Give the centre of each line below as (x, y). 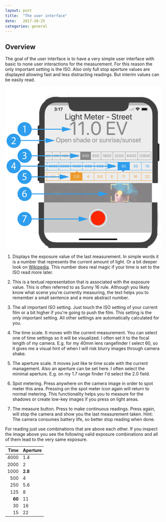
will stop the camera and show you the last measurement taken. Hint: (83, 414)
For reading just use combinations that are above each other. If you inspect (82, 429)
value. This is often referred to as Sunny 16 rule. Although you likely (81, 287)
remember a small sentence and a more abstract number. (71, 298)
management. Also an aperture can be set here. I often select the (78, 368)
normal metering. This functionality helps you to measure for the (78, 394)
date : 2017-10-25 (25, 21)
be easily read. (20, 80)
